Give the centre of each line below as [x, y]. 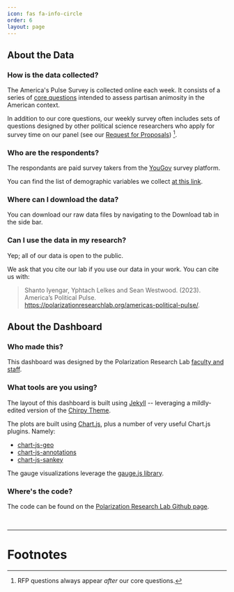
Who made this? [36, 347]
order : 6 [20, 20]
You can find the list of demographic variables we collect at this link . [105, 182]
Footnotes [37, 555]
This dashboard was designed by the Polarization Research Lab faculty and [116, 362]
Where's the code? [40, 491]
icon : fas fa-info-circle [45, 14]
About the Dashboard [55, 327]
